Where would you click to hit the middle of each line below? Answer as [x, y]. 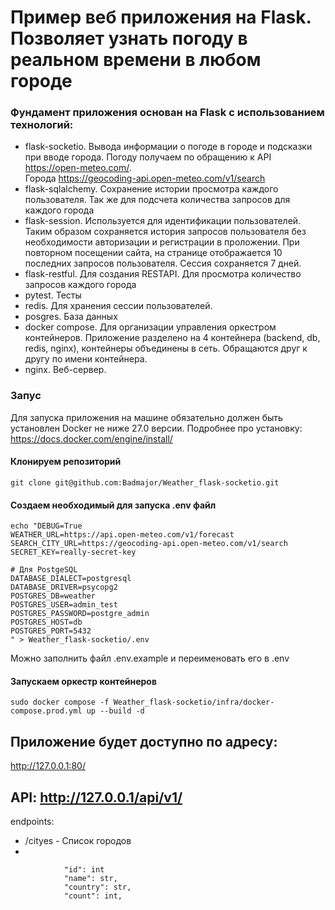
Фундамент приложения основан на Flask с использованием [167, 113]
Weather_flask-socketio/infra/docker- [194, 702]
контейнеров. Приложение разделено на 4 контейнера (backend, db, [172, 338]
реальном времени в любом [136, 60]
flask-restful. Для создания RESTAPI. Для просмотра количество [163, 274]
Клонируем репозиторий [66, 462]
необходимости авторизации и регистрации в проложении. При [162, 242]
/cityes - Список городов [78, 841]
